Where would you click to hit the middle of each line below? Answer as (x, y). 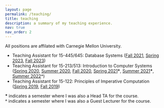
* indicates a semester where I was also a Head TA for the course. (72, 96)
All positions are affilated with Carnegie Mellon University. (63, 46)
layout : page (18, 9)
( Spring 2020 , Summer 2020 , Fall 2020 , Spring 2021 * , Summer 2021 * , (83, 71)
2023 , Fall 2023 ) (29, 61)
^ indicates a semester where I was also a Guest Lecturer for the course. (78, 101)
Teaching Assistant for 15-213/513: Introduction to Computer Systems (82, 66)
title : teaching (22, 18)
